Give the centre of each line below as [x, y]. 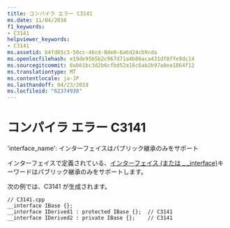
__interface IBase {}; [40, 206]
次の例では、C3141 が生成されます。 [59, 187]
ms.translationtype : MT [42, 72]
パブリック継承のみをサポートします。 [92, 172]
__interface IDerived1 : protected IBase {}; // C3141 [90, 212]
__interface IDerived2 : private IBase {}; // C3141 [90, 218]
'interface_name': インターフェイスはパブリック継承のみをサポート [103, 148]
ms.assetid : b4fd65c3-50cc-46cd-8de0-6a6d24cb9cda [82, 53]
